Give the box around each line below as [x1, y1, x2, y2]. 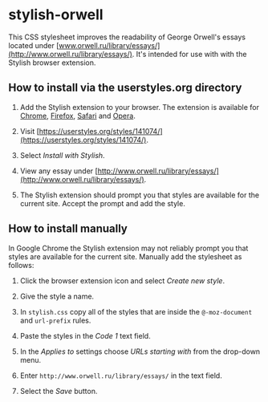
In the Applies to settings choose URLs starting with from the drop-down [19, 347, 261, 356]
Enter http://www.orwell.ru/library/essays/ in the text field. [19, 371, 222, 380]
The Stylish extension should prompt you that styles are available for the [19, 190, 259, 200]
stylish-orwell [8, 6, 104, 24]
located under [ [8, 40, 59, 50]
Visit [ [19, 126, 40, 136]
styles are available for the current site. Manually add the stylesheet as [8, 251, 242, 262]
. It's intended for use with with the [132, 49, 247, 59]
